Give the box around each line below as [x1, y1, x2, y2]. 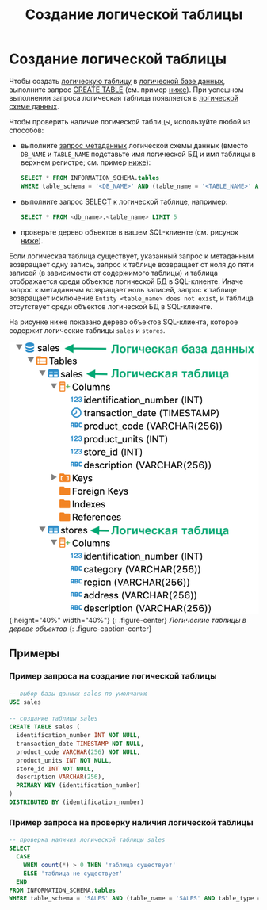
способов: [9, 125, 44, 135]
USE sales [9, 698, 42, 706]
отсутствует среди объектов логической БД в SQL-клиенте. [9, 301, 213, 311]
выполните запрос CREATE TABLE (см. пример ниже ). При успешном [9, 85, 244, 94]
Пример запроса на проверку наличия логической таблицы [9, 816, 254, 828]
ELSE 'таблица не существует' [23, 870, 124, 877]
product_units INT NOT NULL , [16, 756, 113, 764]
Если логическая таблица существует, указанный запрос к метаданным [9, 251, 254, 261]
